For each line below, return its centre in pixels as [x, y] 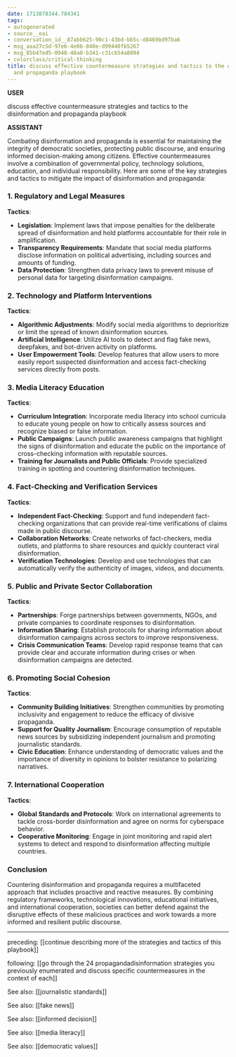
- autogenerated [31, 27]
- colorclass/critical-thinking [54, 60]
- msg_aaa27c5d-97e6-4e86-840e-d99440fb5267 [73, 46]
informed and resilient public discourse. [65, 921]
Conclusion [27, 869]
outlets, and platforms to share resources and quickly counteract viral [118, 546]
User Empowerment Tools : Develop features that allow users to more [118, 355]
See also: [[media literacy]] [46, 1032]
